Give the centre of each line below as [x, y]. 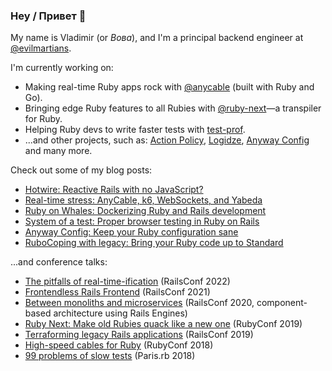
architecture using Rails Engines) [120, 313]
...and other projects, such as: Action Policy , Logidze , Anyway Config [167, 140]
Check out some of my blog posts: [81, 170]
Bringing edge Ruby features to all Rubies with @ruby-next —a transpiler [173, 108]
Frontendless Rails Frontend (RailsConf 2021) [117, 292]
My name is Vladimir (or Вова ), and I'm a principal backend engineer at [157, 38]
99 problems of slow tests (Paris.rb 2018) [110, 356]
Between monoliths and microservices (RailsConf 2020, [139, 303]
